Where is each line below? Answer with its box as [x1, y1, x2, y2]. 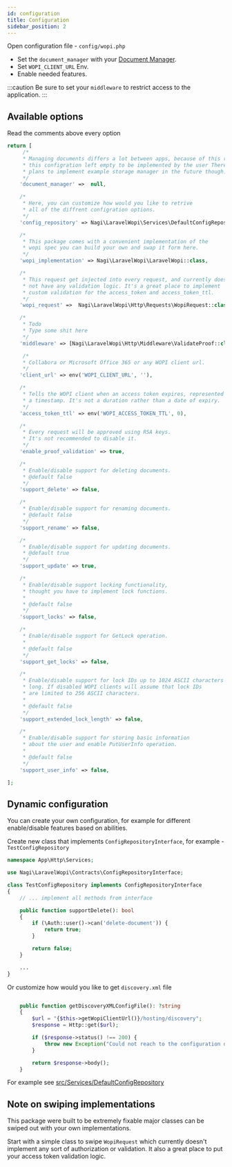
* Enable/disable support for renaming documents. [22, 505, 171, 512]
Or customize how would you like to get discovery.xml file [7, 983, 172, 992]
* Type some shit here [22, 328, 88, 334]
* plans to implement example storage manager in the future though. [22, 168, 227, 175]
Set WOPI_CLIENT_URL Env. [17, 63, 89, 71]
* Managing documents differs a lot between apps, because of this [22, 155, 221, 162]
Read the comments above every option [7, 129, 121, 137]
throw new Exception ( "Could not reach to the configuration [43, 1041, 221, 1047]
